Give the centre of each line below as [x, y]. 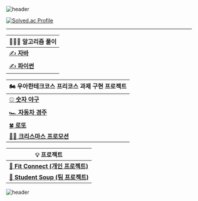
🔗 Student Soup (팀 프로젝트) [49, 177]
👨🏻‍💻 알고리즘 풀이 [33, 42]
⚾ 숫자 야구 [24, 99]
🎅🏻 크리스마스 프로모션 [39, 136]
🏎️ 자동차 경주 [28, 112]
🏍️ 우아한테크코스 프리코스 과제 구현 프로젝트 [68, 86]
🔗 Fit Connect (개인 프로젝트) [49, 166]
